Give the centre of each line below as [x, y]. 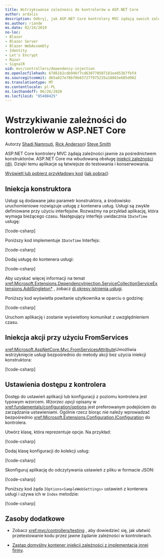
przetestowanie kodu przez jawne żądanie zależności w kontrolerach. [82, 536]
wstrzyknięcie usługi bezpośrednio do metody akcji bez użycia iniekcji [76, 355]
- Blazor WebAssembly [27, 46]
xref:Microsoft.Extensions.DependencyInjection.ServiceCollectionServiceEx [81, 283]
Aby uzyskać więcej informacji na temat [45, 278]
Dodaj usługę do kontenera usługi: [40, 259]
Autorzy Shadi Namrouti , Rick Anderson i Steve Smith [58, 144]
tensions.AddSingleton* [29, 289]
